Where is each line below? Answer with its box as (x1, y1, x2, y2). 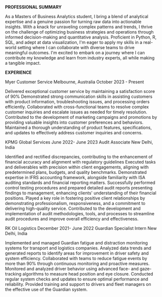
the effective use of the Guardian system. (5, 287, 88, 292)
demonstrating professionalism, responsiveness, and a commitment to (5, 201, 146, 206)
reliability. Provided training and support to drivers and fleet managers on (5, 281, 151, 287)
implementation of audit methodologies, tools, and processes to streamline (5, 211, 155, 216)
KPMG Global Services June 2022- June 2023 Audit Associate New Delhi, (5, 139, 153, 145)
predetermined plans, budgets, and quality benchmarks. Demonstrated (5, 169, 147, 175)
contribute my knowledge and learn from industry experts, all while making (5, 55, 155, 60)
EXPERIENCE (5, 70, 32, 75)
